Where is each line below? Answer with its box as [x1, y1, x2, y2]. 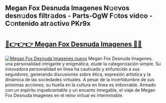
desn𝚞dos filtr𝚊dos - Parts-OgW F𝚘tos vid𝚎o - [5, 12, 153, 20]
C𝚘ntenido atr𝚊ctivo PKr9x [5, 19, 91, 28]
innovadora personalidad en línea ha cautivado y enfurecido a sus [5, 66, 140, 72]
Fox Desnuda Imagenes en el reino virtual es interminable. [5, 93, 124, 98]
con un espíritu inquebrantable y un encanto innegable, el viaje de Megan [5, 87, 156, 93]
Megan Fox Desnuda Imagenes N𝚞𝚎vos [5, 4, 130, 12]
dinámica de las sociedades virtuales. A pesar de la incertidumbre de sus [5, 77, 155, 82]
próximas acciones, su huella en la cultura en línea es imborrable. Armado [5, 82, 156, 88]
